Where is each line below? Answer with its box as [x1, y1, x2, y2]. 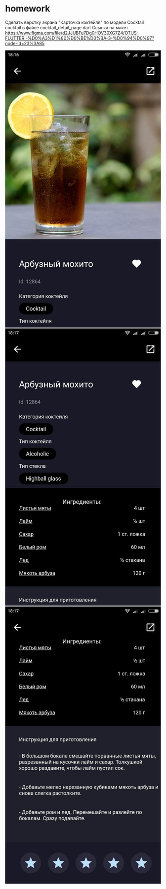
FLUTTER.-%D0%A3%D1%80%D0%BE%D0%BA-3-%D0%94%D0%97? [5, 35, 155, 41]
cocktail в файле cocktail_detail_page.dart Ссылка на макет [5, 24, 128, 30]
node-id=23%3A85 [5, 40, 45, 46]
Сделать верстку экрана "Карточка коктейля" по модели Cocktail [5, 19, 144, 25]
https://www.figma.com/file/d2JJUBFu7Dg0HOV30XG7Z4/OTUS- [5, 30, 139, 36]
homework [5, 3, 50, 14]
